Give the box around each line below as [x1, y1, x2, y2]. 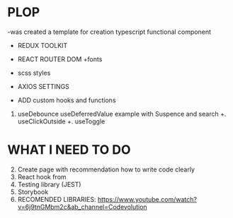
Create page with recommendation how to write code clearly [17, 165, 195, 174]
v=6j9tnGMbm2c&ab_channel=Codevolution [17, 202, 147, 211]
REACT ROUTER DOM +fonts [17, 54, 103, 63]
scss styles [17, 68, 51, 77]
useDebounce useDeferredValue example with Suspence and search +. [17, 109, 227, 118]
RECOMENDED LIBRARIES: [17, 195, 97, 203]
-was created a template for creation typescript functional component [7, 28, 211, 36]
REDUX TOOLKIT [17, 41, 68, 49]
